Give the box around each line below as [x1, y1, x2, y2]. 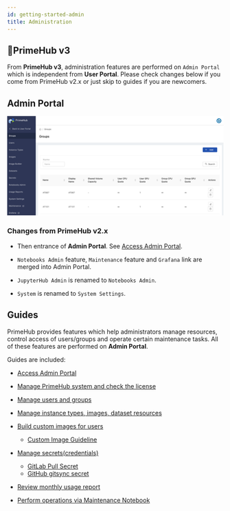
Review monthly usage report [16, 482, 101, 491]
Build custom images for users [16, 422, 104, 430]
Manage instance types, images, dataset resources [16, 409, 163, 417]
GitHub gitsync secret [27, 469, 89, 477]
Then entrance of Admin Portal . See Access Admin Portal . [16, 241, 183, 250]
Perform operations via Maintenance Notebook [16, 496, 150, 504]
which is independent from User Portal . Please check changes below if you [7, 70, 221, 78]
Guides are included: [7, 355, 66, 364]
